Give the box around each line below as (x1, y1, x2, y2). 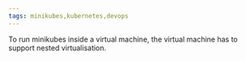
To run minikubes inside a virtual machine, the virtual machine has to (8, 34, 238, 44)
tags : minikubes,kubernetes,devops (8, 11, 129, 20)
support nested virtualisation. (8, 42, 107, 53)
